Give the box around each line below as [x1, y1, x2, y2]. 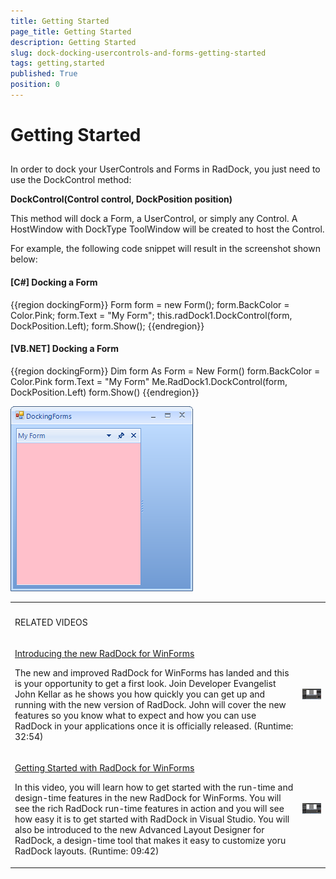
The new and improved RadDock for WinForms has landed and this [14, 666, 290, 679]
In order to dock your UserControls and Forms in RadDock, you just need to [10, 163, 321, 175]
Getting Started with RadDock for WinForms [14, 762, 195, 774]
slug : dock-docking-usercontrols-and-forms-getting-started [10, 48, 267, 58]
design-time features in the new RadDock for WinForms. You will [14, 792, 282, 804]
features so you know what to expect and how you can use [14, 709, 257, 721]
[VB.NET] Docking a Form [10, 343, 119, 355]
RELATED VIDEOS [14, 616, 88, 628]
